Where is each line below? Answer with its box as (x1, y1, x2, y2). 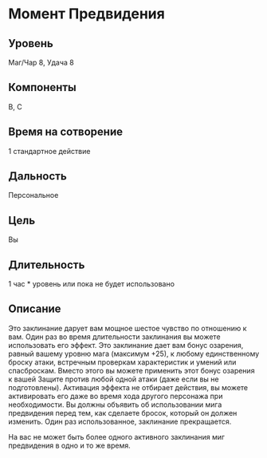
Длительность (8, 258, 85, 271)
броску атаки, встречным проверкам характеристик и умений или (8, 357, 237, 367)
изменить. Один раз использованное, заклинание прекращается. (8, 417, 232, 426)
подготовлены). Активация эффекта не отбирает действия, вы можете (8, 382, 249, 392)
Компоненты (8, 81, 77, 94)
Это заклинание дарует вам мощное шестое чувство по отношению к (8, 323, 247, 333)
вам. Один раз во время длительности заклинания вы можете (8, 332, 221, 342)
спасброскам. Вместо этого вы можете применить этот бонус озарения (8, 365, 255, 375)
